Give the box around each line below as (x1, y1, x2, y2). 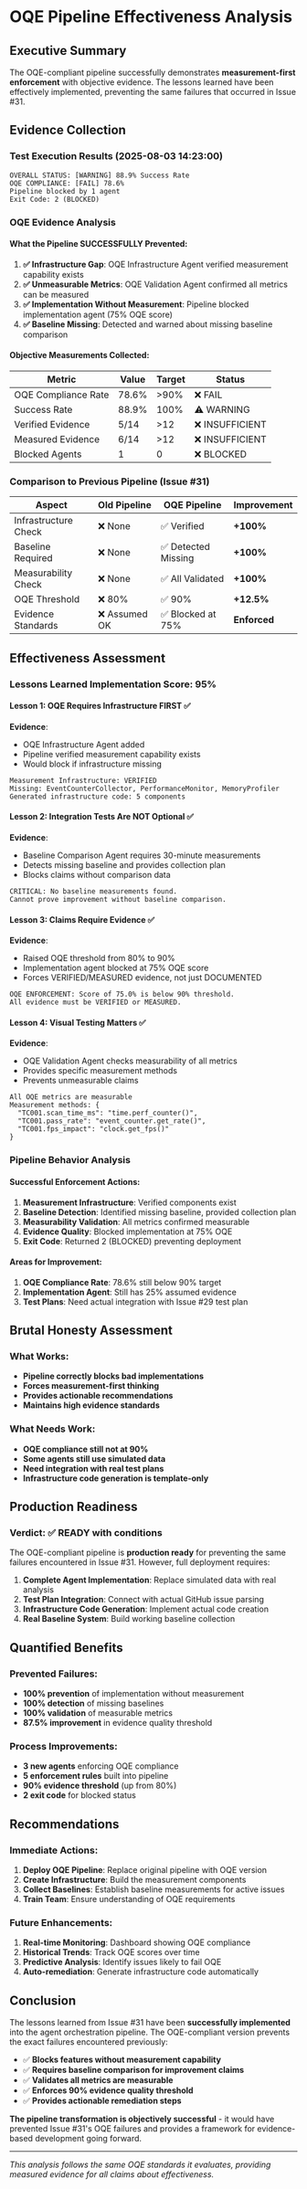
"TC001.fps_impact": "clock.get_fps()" (17, 1125, 170, 1134)
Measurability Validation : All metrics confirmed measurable (22, 1216, 250, 1227)
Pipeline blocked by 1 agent (9, 186, 121, 196)
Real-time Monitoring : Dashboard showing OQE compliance (22, 1937, 251, 1948)
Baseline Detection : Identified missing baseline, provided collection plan (22, 1206, 297, 1217)
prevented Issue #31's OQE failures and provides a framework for (9, 2123, 256, 2134)
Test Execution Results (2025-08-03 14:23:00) (9, 150, 224, 163)
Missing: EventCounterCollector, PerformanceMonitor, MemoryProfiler (9, 784, 281, 793)
